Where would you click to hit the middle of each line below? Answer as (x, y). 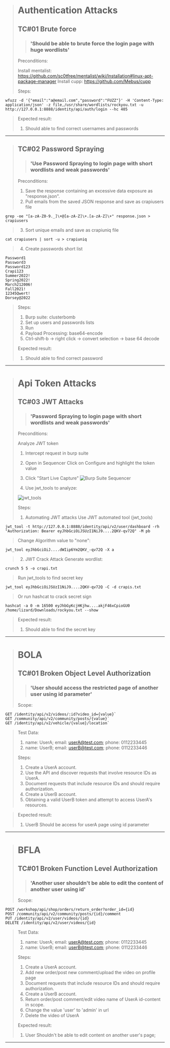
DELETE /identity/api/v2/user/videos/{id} (51, 923)
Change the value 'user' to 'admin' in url (67, 1010)
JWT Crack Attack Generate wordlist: (64, 559)
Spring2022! (18, 280)
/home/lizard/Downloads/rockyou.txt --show (52, 610)
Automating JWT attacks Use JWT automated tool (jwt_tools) (89, 517)
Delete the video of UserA (52, 1016)
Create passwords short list (54, 249)
